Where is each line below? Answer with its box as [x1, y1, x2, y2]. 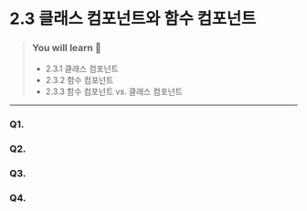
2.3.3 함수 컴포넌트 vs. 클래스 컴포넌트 [45, 86, 183, 97]
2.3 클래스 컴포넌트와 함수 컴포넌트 [9, 8, 257, 29]
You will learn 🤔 [31, 42, 102, 55]
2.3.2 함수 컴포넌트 [45, 75, 114, 86]
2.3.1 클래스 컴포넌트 [45, 63, 119, 74]
